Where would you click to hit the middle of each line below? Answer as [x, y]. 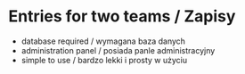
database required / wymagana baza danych [103, 41]
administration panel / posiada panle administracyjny [118, 50]
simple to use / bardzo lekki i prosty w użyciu [104, 60]
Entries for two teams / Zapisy [122, 16]
